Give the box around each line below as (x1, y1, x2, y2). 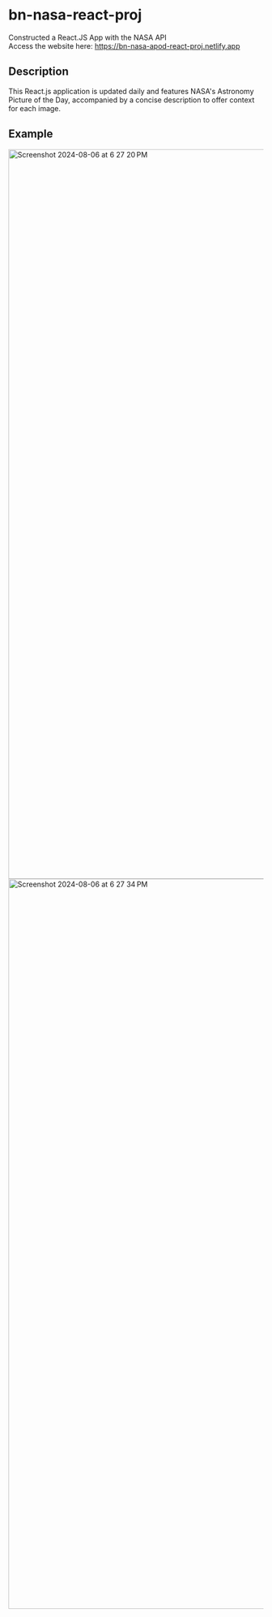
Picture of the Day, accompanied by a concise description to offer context (8, 95, 255, 105)
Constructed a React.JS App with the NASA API (8, 32, 168, 42)
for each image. (8, 103, 62, 113)
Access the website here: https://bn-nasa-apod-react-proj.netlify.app (8, 41, 240, 50)
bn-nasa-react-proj (8, 6, 142, 24)
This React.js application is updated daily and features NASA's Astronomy (8, 86, 254, 96)
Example (8, 127, 53, 141)
